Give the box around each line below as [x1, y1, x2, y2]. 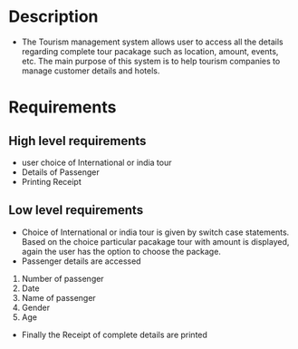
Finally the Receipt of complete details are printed [21, 329, 207, 340]
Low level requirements [8, 202, 144, 218]
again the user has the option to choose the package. [21, 246, 221, 257]
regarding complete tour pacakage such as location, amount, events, [21, 45, 279, 56]
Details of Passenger [21, 166, 101, 178]
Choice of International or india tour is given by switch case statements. [21, 227, 290, 238]
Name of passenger [21, 292, 96, 303]
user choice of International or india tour [21, 157, 173, 168]
